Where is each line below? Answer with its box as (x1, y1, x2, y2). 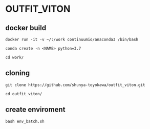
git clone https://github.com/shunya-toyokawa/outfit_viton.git (5, 82, 145, 88)
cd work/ (5, 55, 24, 60)
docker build (5, 24, 47, 32)
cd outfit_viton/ (5, 91, 42, 96)
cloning (5, 69, 30, 77)
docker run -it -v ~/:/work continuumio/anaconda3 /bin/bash (5, 37, 139, 42)
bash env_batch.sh (5, 119, 45, 124)
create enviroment (5, 105, 66, 114)
